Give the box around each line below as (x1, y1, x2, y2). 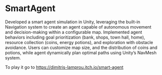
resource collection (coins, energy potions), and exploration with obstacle (5, 39, 154, 45)
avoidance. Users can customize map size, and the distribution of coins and (5, 45, 158, 50)
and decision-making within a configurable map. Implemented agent (5, 29, 142, 35)
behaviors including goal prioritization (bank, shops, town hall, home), (5, 34, 145, 40)
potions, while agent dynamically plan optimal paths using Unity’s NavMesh (5, 49, 157, 56)
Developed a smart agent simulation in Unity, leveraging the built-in (5, 19, 141, 25)
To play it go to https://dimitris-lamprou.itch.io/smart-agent (5, 64, 123, 70)
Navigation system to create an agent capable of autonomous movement (5, 24, 152, 30)
